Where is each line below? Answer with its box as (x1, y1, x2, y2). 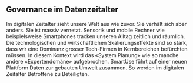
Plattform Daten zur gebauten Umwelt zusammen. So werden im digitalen (6, 64, 184, 71)
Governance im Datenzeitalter (6, 5, 119, 15)
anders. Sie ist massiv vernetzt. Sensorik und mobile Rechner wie (6, 26, 165, 34)
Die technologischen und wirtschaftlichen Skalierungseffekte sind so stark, (6, 39, 188, 46)
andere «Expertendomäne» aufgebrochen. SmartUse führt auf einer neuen (6, 58, 187, 65)
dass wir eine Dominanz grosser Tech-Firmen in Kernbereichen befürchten (6, 45, 188, 52)
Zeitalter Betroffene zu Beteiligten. (6, 70, 89, 77)
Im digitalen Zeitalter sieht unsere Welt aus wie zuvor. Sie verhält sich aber (6, 20, 187, 27)
